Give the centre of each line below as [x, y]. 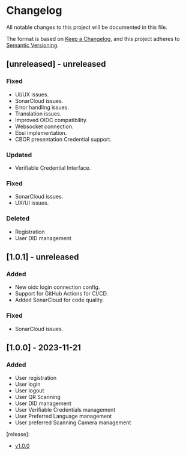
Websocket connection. [44, 126]
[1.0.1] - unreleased [43, 257]
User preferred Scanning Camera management [73, 422]
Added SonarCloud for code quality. [59, 300]
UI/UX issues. [32, 94]
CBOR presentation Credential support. [63, 139]
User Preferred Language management [63, 416]
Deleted [18, 218]
